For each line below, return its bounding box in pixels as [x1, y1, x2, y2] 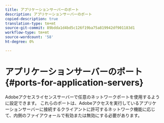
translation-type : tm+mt [5, 21, 56, 26]
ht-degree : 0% [5, 39, 34, 44]
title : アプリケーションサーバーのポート [5, 7, 80, 12]
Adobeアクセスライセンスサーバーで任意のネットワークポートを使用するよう [5, 94, 160, 100]
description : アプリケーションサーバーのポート [5, 12, 92, 17]
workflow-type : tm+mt [5, 30, 50, 35]
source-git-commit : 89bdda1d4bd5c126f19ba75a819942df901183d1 [5, 26, 135, 31]
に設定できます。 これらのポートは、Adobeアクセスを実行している [5, 100, 139, 106]
